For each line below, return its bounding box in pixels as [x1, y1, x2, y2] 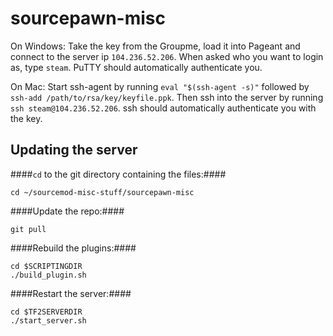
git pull [10, 224, 47, 234]
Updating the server [10, 142, 138, 159]
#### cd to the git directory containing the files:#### [10, 168, 227, 180]
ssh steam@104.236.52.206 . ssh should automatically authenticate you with [10, 102, 317, 114]
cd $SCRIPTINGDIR [10, 261, 83, 271]
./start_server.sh [10, 315, 87, 326]
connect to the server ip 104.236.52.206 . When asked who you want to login [10, 50, 324, 62]
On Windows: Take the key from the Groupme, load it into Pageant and [10, 40, 301, 52]
